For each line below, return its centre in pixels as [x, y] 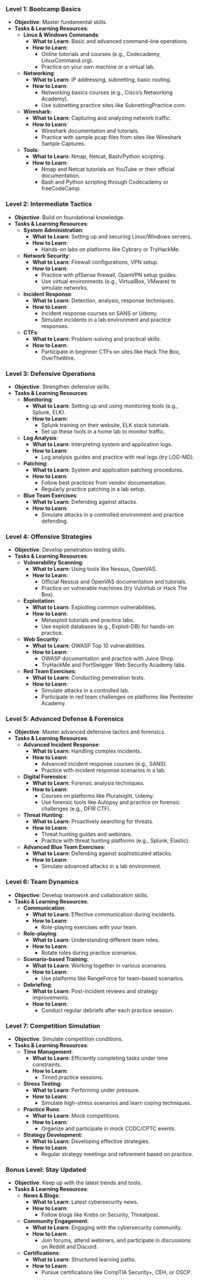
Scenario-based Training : [56, 959]
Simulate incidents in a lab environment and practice [106, 319]
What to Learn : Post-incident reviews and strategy [95, 991]
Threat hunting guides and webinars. [87, 834]
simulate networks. [65, 287]
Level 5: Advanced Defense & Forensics [65, 719]
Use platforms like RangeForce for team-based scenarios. [113, 978]
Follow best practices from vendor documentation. [104, 482]
